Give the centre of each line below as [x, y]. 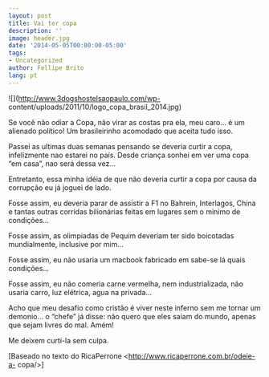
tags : [17, 53]
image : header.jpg [39, 38]
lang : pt [23, 75]
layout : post [30, 16]
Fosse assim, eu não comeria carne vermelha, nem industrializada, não [126, 284]
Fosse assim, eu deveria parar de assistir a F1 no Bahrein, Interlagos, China [132, 203]
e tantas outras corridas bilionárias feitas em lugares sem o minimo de [124, 211]
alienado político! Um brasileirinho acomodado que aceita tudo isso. [121, 131]
